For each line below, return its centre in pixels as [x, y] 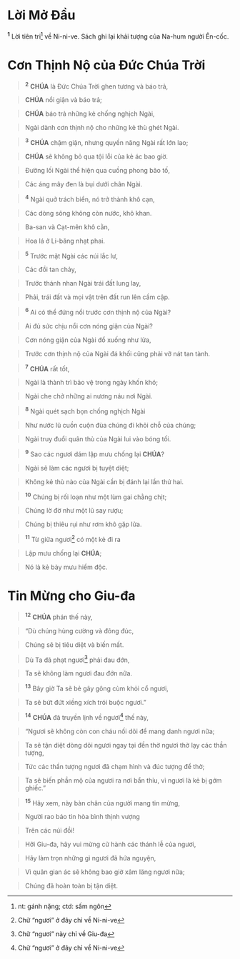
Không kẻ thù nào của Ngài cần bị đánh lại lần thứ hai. [104, 481]
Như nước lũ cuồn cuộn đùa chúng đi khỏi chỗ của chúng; [110, 426]
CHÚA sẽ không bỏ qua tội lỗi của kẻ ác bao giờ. [96, 156]
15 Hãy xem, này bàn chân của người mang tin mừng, [102, 802]
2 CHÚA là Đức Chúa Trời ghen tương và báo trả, [96, 86]
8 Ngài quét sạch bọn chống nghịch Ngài [85, 411]
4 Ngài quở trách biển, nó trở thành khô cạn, [90, 199]
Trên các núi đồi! [50, 830]
